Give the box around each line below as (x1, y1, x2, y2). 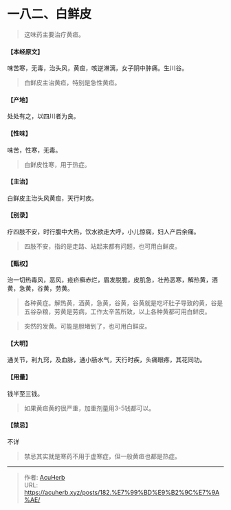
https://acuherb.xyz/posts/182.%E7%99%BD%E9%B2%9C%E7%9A (23, 488, 220, 496)
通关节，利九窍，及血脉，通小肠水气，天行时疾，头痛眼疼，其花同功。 (7, 355, 206, 364)
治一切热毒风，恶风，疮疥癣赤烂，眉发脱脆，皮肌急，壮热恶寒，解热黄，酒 (7, 276, 218, 284)
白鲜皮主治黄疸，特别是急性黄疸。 (23, 78, 121, 87)
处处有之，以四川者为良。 (7, 112, 80, 120)
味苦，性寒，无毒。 (7, 146, 62, 154)
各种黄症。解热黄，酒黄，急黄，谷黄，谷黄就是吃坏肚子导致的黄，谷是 (23, 299, 223, 307)
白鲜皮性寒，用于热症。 (23, 160, 91, 168)
